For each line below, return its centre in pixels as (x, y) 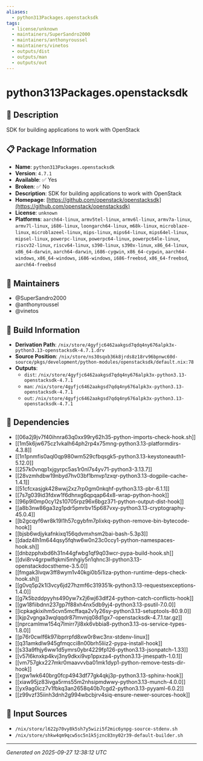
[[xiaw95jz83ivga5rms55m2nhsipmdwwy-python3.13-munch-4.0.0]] (100, 682)
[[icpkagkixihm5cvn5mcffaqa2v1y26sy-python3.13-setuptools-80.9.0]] (103, 611)
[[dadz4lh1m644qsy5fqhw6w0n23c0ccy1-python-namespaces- (95, 540)
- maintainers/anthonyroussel (50, 40)
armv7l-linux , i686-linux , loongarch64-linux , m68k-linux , (87, 226)
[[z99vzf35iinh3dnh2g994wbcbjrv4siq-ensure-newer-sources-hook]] (102, 694)
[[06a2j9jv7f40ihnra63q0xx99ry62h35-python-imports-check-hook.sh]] (105, 437)
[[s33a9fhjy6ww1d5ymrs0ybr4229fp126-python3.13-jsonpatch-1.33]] (101, 649)
